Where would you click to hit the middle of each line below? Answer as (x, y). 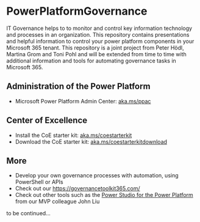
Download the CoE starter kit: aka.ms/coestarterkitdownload (91, 141)
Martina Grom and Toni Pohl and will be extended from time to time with (97, 54)
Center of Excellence (47, 120)
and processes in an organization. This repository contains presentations (98, 34)
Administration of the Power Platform (78, 87)
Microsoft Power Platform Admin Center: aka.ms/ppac (83, 101)
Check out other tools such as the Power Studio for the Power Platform (104, 195)
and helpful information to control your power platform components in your (100, 41)
